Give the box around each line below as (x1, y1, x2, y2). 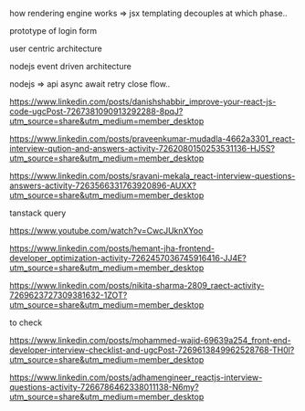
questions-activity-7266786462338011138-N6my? (9, 382, 199, 392)
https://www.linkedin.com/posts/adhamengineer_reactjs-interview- (9, 372, 263, 383)
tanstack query (9, 207, 67, 218)
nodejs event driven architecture (9, 61, 132, 71)
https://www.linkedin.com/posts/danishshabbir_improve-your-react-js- (9, 96, 277, 107)
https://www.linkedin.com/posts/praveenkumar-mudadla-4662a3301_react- (9, 133, 296, 144)
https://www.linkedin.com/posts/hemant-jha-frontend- (9, 243, 216, 254)
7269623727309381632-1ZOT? (9, 290, 128, 300)
